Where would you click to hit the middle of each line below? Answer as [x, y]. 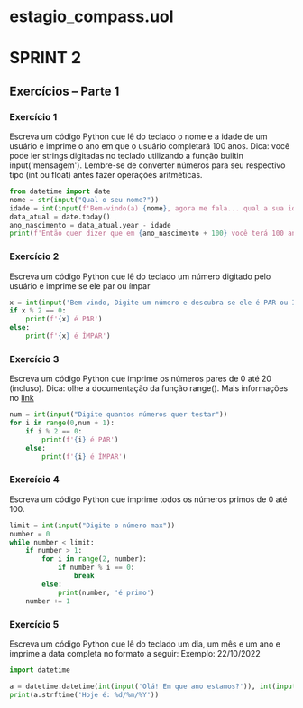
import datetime [40, 670]
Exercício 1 [33, 116]
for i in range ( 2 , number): [94, 559]
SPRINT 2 [46, 58]
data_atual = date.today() [60, 217]
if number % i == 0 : [96, 568]
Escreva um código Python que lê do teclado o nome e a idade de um [138, 136]
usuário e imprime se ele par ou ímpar [80, 285]
